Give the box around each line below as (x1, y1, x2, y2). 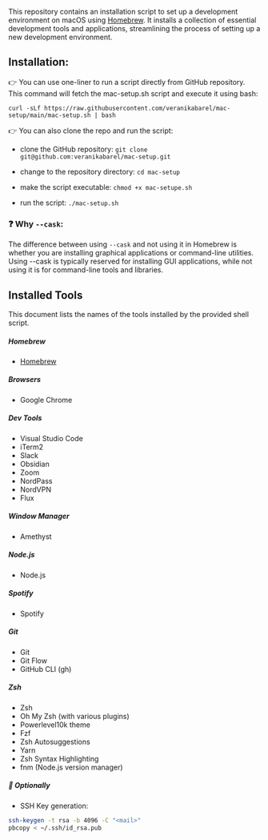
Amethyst (19, 532, 52, 541)
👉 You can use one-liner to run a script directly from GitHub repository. (8, 77, 246, 86)
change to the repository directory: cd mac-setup (19, 167, 180, 176)
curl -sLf (8, 104, 42, 112)
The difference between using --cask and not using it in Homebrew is (8, 239, 238, 249)
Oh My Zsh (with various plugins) (19, 711, 130, 721)
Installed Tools (8, 288, 83, 302)
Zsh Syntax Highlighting (19, 754, 99, 763)
